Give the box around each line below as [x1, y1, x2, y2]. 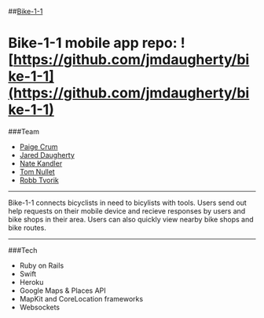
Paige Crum [19, 141, 58, 152]
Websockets [19, 302, 60, 312]
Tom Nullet [19, 166, 55, 176]
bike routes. [8, 223, 47, 232]
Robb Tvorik [19, 175, 59, 185]
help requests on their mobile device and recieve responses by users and [8, 206, 246, 215]
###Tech [8, 245, 38, 254]
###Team [8, 126, 39, 136]
